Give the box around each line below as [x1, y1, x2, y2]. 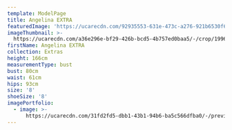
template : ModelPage [7, 10, 67, 17]
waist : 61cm [7, 74, 41, 81]
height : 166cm [7, 55, 48, 62]
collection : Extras [7, 49, 64, 56]
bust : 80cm [7, 67, 39, 74]
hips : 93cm [7, 80, 39, 87]
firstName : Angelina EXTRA [7, 42, 85, 49]
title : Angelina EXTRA [7, 17, 72, 23]
